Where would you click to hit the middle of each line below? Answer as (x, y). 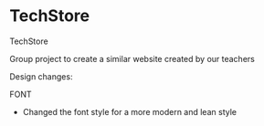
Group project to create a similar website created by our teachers (132, 58)
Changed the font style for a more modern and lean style (130, 111)
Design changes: (41, 76)
